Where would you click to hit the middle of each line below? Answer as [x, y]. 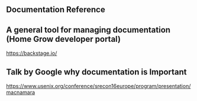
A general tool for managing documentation [88, 30]
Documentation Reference [56, 10]
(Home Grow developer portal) [64, 39]
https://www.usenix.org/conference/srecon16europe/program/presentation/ [98, 86]
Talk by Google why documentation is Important [97, 72]
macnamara [21, 92]
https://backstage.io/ [32, 53]
